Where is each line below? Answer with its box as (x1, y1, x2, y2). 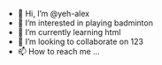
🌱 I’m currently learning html (17, 27, 121, 37)
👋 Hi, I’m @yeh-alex (17, 9, 90, 18)
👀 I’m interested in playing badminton (17, 18, 153, 28)
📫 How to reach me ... (17, 47, 100, 56)
